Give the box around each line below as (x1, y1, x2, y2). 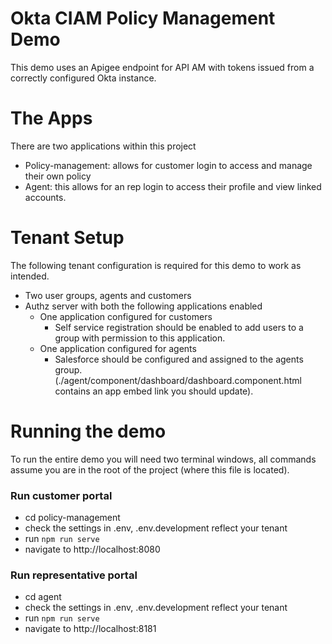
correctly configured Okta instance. (10, 72, 157, 84)
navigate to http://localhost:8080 (24, 543, 161, 556)
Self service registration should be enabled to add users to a (54, 321, 304, 333)
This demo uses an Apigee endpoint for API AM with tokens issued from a (10, 61, 315, 73)
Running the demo (10, 420, 167, 442)
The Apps (10, 107, 93, 130)
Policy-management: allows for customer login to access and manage (24, 159, 313, 171)
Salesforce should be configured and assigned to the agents (54, 353, 304, 365)
